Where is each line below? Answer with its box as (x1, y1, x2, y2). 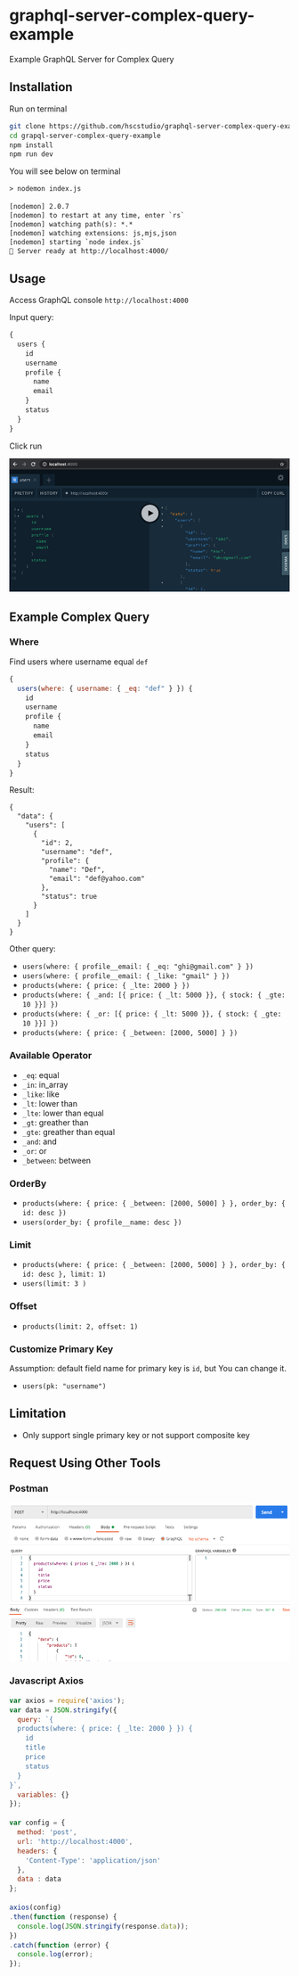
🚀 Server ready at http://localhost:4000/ (9, 247, 169, 256)
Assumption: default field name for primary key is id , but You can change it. (9, 1363, 287, 1373)
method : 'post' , (17, 1828, 77, 1837)
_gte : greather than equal (21, 1126, 116, 1137)
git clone (9, 121, 46, 130)
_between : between (21, 1155, 92, 1165)
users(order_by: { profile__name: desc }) (21, 1218, 182, 1227)
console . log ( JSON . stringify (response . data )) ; (17, 1922, 190, 1931)
